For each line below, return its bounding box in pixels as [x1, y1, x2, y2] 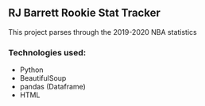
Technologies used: [8, 47, 87, 58]
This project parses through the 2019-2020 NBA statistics [8, 27, 197, 36]
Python [19, 65, 44, 74]
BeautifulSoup [19, 74, 67, 83]
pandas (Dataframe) [19, 82, 86, 92]
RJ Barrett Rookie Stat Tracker [8, 6, 161, 20]
